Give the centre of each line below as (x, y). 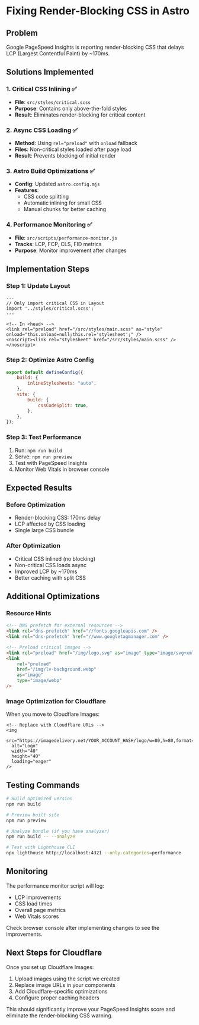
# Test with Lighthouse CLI (41, 848)
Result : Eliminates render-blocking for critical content (80, 115)
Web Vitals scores (37, 916)
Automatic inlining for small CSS (63, 203)
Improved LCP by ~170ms (46, 571)
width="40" (25, 751)
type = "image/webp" (39, 681)
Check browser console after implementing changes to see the (83, 927)
